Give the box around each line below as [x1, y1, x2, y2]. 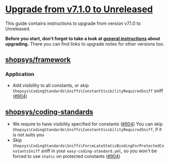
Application [5, 71, 34, 78]
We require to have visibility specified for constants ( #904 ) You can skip [12, 121, 163, 127]
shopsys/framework [5, 56, 71, 64]
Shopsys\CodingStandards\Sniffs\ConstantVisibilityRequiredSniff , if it [12, 127, 162, 133]
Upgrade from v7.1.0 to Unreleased [5, 4, 153, 15]
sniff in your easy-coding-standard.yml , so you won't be [41, 148, 157, 154]
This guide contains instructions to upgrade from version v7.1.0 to [5, 20, 141, 26]
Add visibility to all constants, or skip [12, 82, 89, 88]
